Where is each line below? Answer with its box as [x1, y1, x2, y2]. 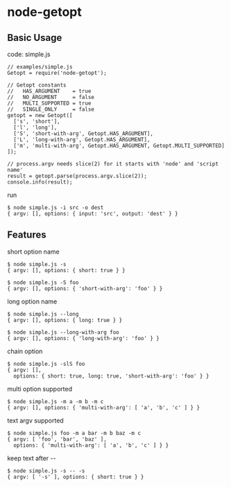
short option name [7, 247, 60, 256]
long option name [7, 297, 58, 306]
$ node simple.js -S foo [7, 278, 79, 286]
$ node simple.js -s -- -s [7, 467, 85, 475]
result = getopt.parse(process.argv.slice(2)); [7, 172, 148, 179]
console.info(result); [7, 179, 73, 186]
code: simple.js [7, 50, 51, 58]
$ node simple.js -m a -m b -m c [7, 398, 104, 405]
